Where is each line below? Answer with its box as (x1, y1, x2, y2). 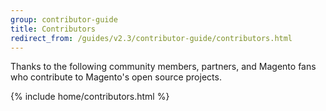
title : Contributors (10, 24, 97, 34)
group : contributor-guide (10, 14, 118, 25)
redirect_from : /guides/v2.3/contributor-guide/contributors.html (10, 33, 293, 43)
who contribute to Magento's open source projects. (10, 71, 222, 83)
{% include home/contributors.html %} (10, 91, 170, 103)
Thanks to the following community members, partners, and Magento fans (10, 61, 317, 73)
